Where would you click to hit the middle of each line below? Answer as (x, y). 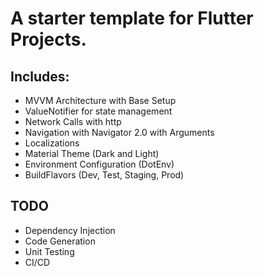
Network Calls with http (73, 121)
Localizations (52, 143)
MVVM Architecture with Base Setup (100, 100)
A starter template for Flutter (132, 18)
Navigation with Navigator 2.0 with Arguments (119, 132)
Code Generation (60, 241)
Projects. (48, 39)
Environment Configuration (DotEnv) (99, 164)
